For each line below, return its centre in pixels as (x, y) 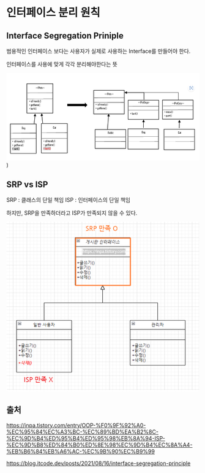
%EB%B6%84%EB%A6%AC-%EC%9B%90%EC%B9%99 (80, 451)
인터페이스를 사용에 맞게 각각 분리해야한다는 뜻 (62, 64)
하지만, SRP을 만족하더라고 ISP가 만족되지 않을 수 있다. (72, 213)
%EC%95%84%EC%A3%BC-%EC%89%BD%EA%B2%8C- (83, 432)
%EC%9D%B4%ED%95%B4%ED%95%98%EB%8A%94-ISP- (86, 438)
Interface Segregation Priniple (65, 35)
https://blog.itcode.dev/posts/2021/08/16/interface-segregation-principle (99, 463)
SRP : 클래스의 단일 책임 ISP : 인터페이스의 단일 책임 (68, 199)
